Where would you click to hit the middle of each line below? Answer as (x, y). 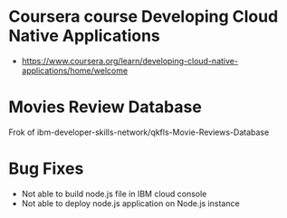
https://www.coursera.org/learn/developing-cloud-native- (130, 61)
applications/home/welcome (75, 71)
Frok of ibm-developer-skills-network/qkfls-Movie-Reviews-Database (139, 132)
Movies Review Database (105, 107)
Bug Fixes (46, 169)
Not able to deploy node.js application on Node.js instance (131, 203)
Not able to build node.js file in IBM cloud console (114, 194)
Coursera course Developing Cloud (143, 17)
